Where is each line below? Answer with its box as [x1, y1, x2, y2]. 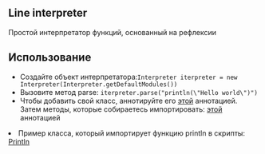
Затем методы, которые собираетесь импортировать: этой [19, 104, 223, 114]
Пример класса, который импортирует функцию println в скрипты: [18, 128, 246, 138]
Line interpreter [8, 6, 88, 20]
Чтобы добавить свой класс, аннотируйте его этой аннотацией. [19, 96, 238, 105]
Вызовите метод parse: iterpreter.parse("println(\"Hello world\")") [19, 87, 258, 97]
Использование [8, 51, 92, 65]
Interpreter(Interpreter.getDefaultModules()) [19, 80, 178, 89]
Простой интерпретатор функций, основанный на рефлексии [8, 27, 217, 37]
